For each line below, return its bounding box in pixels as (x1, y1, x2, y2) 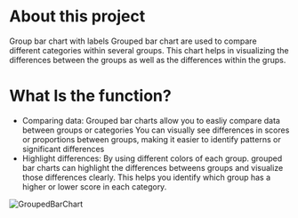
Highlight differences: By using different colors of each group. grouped (21, 153, 283, 164)
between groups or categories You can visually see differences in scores (21, 125, 290, 135)
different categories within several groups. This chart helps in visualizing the (9, 44, 289, 55)
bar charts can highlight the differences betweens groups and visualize (21, 162, 284, 173)
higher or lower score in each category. (21, 181, 167, 192)
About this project (9, 6, 146, 27)
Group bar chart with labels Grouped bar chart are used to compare (9, 36, 257, 46)
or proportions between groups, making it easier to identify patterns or (21, 133, 282, 144)
